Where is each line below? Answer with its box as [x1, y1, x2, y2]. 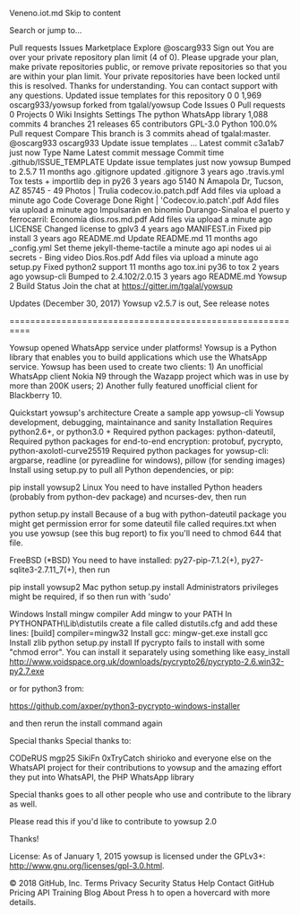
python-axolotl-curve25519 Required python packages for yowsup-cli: [9, 446, 270, 456]
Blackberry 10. [9, 390, 63, 400]
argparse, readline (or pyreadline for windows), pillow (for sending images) [9, 455, 286, 466]
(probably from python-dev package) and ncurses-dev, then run [9, 492, 247, 501]
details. [9, 897, 37, 907]
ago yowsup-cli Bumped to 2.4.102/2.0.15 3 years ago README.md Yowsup [9, 271, 287, 282]
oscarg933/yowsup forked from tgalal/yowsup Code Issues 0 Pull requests [9, 100, 287, 110]
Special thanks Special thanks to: [9, 736, 132, 745]
